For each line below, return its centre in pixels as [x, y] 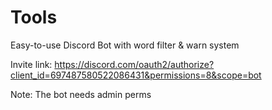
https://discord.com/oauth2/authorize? [134, 64]
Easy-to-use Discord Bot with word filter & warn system [125, 45]
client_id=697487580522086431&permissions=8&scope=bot [136, 75]
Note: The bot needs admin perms [81, 94]
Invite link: [31, 64]
